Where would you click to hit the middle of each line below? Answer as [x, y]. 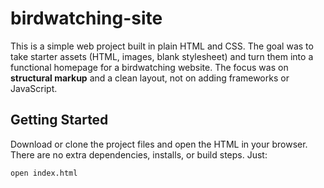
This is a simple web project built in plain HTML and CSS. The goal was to [162, 46]
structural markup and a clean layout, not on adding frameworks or [150, 78]
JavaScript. [34, 88]
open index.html [44, 173]
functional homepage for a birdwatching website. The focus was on [149, 67]
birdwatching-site [86, 18]
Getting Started [59, 120]
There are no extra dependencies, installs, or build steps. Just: [139, 154]
